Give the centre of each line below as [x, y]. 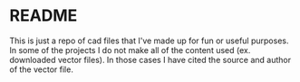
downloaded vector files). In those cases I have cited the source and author [150, 59]
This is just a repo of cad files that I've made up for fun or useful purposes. [149, 41]
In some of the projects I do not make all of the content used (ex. [130, 50]
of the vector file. [42, 69]
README [44, 16]
